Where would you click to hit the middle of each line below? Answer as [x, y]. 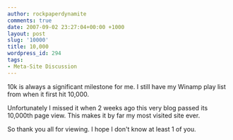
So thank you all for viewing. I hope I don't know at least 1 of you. [102, 129]
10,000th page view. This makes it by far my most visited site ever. [104, 115]
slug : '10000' [28, 40]
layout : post [26, 34]
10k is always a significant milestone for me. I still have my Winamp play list [116, 86]
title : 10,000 [28, 47]
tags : [15, 60]
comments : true [30, 21]
